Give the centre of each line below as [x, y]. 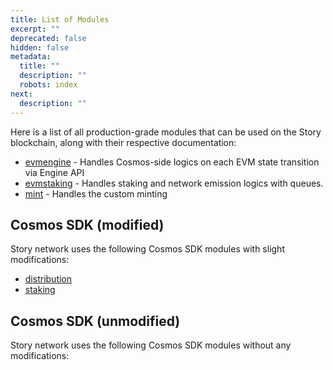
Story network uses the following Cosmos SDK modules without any [151, 345]
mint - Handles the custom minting [96, 193]
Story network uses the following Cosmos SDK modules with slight [147, 249]
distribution [48, 279]
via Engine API [54, 172]
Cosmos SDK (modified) [87, 224]
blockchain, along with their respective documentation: [123, 142]
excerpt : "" [35, 29]
